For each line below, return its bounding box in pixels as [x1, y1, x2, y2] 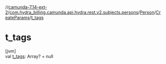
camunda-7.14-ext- [8, 4, 47, 10]
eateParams [5, 15, 30, 20]
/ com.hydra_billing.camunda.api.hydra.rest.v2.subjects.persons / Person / [7, 9, 156, 15]
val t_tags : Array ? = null [5, 53, 54, 59]
